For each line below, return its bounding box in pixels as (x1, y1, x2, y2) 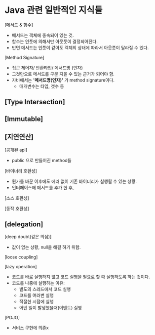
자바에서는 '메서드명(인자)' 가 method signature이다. (11, 77, 115, 83)
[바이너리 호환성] (4, 167, 38, 173)
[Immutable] (4, 115, 43, 123)
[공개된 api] (4, 147, 28, 153)
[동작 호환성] (4, 206, 29, 211)
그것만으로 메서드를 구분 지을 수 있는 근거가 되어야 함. (11, 71, 115, 77)
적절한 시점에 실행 (19, 298, 54, 304)
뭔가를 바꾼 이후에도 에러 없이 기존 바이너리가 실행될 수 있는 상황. (11, 178, 137, 184)
